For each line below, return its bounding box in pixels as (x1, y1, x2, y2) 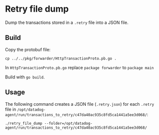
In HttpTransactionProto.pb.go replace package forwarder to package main (5, 64, 154, 70)
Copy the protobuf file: (5, 46, 51, 52)
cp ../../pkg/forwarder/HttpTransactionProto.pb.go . (5, 56, 117, 61)
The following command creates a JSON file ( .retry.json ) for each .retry (5, 101, 155, 107)
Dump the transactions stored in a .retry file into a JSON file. (5, 19, 129, 25)
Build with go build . (5, 74, 45, 80)
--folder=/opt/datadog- (44, 121, 93, 126)
